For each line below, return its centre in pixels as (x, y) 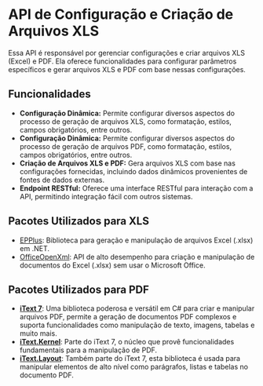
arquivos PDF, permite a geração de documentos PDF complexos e (128, 317)
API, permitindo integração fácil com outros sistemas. (106, 196)
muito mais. (38, 333)
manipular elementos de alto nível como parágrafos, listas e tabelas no (134, 367)
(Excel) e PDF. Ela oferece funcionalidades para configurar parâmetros (122, 61)
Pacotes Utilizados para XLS (79, 221)
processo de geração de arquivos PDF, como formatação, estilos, (126, 146)
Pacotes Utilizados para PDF (79, 289)
